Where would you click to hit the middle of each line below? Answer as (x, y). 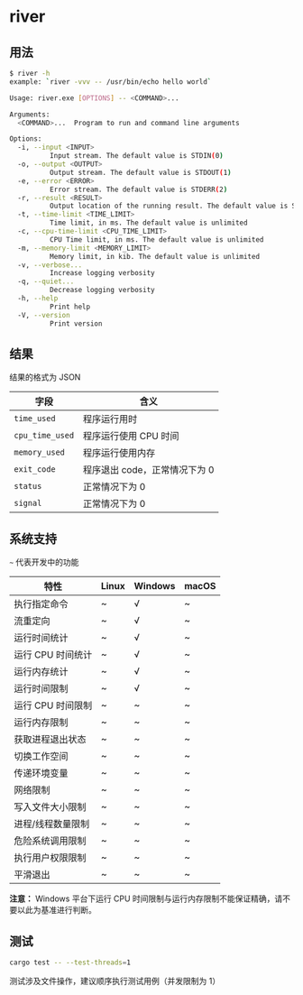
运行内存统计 (41, 672)
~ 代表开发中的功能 (44, 562)
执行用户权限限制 (50, 858)
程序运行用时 (110, 419)
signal (28, 503)
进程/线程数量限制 (52, 825)
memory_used (40, 452)
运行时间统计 (41, 638)
